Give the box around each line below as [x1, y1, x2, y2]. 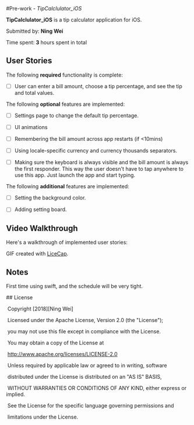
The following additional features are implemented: [6, 183, 129, 190]
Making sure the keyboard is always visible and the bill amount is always [14, 159, 189, 166]
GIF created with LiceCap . [6, 250, 69, 257]
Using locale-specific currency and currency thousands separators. [14, 147, 178, 154]
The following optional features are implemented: [6, 101, 125, 108]
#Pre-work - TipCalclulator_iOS [6, 5, 82, 12]
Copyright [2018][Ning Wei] [7, 305, 74, 312]
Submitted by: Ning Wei [6, 27, 64, 34]
